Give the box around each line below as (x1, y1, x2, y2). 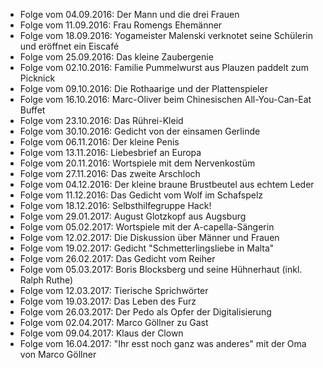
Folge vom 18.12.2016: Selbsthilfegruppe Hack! (19, 200, 212, 211)
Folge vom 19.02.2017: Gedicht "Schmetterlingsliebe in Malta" (19, 242, 275, 254)
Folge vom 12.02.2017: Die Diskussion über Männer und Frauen (19, 232, 280, 243)
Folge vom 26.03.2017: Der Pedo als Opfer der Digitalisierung (19, 306, 272, 318)
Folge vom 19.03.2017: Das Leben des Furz (19, 295, 197, 307)
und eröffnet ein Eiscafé (19, 40, 120, 52)
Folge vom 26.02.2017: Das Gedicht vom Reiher (19, 253, 216, 264)
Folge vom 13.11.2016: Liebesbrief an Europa (19, 147, 202, 158)
